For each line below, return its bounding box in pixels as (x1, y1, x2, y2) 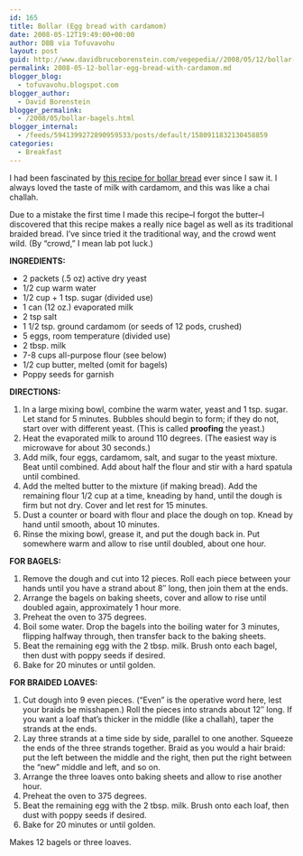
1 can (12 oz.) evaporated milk (22, 302, 133, 312)
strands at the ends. (22, 723, 97, 734)
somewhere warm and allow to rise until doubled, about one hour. (22, 538, 267, 549)
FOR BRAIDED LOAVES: (9, 676, 98, 687)
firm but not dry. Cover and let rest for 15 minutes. (22, 499, 208, 510)
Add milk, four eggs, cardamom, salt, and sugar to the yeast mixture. (22, 451, 278, 462)
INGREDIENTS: (9, 255, 66, 266)
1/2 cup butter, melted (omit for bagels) (22, 358, 169, 370)
